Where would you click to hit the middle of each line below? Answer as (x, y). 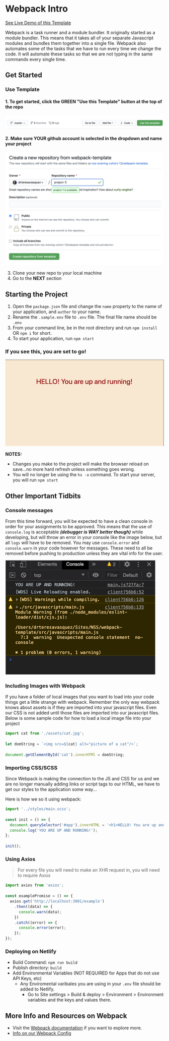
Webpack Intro (36, 9)
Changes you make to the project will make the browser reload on (81, 464)
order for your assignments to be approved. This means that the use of (79, 527)
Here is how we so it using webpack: (43, 799)
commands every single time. (36, 59)
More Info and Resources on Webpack (66, 1016)
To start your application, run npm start (53, 339)
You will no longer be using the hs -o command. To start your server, (84, 475)
